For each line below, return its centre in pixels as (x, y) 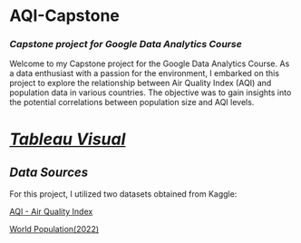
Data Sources (49, 173)
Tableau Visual (68, 139)
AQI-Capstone (65, 16)
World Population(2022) (54, 229)
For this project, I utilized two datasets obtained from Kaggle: (123, 194)
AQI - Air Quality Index (51, 212)
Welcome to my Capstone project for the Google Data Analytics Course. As (150, 63)
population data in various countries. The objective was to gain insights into (150, 92)
